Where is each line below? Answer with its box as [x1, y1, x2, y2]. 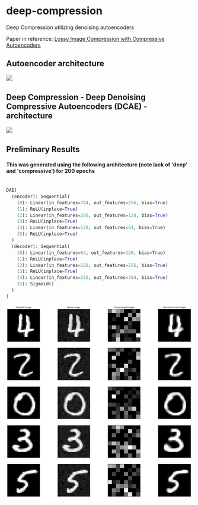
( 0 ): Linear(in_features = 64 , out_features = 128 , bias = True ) [17, 250, 166, 256]
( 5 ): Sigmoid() [17, 281, 55, 287]
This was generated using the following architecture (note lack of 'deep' [6, 161, 188, 168]
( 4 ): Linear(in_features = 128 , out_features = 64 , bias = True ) [17, 225, 166, 231]
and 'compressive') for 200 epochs [6, 167, 95, 174]
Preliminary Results [6, 144, 80, 155]
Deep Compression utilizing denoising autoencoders [6, 24, 135, 31]
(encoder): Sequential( [11, 194, 70, 200]
